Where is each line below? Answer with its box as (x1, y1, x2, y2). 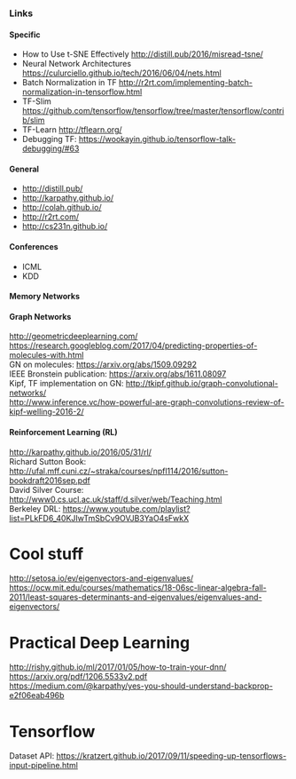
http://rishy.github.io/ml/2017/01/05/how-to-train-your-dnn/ (9, 662, 227, 672)
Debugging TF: (21, 134, 77, 145)
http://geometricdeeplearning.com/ (9, 331, 138, 342)
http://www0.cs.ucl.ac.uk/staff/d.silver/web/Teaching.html (9, 494, 223, 505)
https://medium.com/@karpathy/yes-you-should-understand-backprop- (9, 680, 273, 691)
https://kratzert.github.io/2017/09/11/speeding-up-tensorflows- (56, 751, 287, 761)
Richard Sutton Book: (9, 456, 87, 466)
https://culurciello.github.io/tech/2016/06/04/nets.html (21, 68, 222, 78)
